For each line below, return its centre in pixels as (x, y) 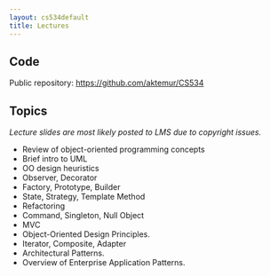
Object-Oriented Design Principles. (86, 234)
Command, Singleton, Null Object (83, 216)
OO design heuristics (60, 169)
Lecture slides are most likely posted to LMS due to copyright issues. (135, 132)
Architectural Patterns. (63, 253)
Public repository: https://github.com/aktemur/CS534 (107, 83)
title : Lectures (39, 26)
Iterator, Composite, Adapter (74, 244)
